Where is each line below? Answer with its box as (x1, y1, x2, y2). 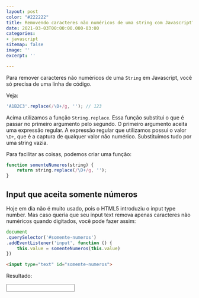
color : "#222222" (6, 14, 49, 20)
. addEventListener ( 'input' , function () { (6, 240, 113, 246)
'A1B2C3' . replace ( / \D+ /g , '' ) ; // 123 (6, 103, 102, 109)
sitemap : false (6, 42, 44, 48)
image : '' (6, 47, 31, 53)
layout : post (6, 8, 38, 15)
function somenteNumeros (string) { (6, 162, 94, 168)
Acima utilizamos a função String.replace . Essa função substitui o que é (6, 114, 185, 121)
